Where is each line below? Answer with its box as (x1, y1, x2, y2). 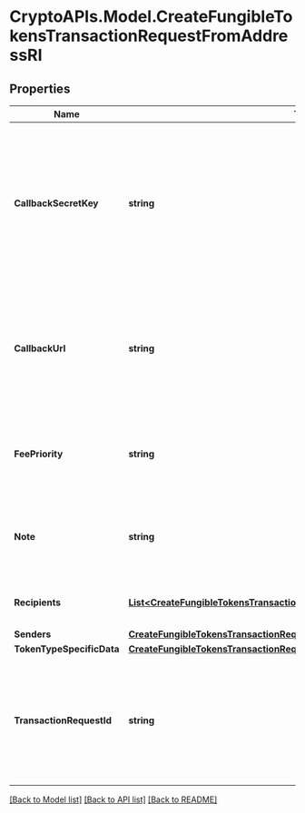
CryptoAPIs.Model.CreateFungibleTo (9, 6, 293, 27)
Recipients (14, 596, 62, 609)
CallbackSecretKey (14, 197, 99, 210)
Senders (14, 628, 52, 641)
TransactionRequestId (14, 714, 112, 727)
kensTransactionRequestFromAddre (9, 25, 289, 46)
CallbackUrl (14, 342, 66, 355)
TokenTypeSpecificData (14, 642, 120, 655)
